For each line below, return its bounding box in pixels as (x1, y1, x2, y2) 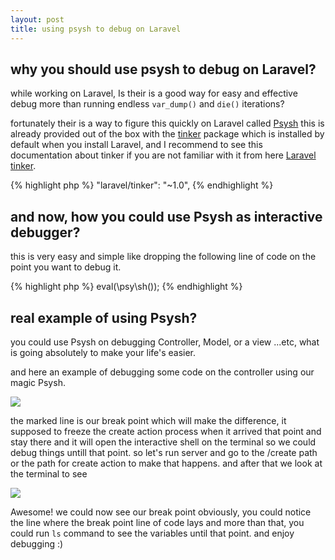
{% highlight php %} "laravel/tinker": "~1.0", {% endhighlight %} (10, 179, 274, 191)
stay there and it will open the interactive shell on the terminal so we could (10, 436, 317, 448)
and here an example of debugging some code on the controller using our (10, 366, 315, 378)
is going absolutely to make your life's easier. (10, 346, 197, 358)
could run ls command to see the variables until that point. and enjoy (10, 527, 295, 539)
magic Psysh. (10, 376, 66, 388)
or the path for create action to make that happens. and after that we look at (10, 457, 323, 469)
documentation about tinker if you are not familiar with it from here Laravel (10, 149, 317, 161)
